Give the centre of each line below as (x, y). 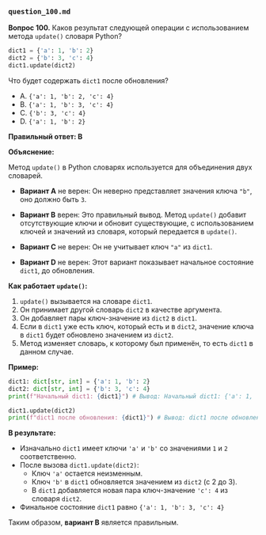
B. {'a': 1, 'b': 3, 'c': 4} (66, 104)
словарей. (26, 175)
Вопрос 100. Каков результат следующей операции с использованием (129, 28)
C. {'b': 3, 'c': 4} (53, 112)
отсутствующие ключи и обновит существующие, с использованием (137, 223)
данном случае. (46, 351)
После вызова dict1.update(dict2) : (80, 465)
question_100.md (40, 11)
